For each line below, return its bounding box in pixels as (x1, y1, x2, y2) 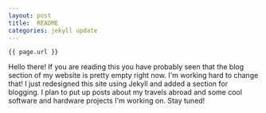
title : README (8, 19, 59, 27)
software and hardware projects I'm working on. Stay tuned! (8, 96, 205, 106)
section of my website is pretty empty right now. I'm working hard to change (8, 71, 259, 80)
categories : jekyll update (8, 26, 98, 34)
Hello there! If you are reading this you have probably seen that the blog (8, 62, 244, 72)
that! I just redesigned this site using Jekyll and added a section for (8, 79, 229, 88)
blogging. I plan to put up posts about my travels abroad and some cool (8, 88, 243, 97)
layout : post (8, 11, 52, 20)
